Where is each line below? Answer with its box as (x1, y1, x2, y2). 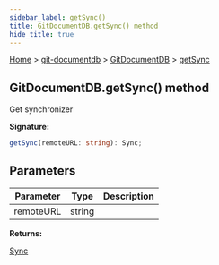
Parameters (9, 163, 76, 179)
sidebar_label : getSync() (9, 13, 106, 22)
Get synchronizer (9, 104, 74, 115)
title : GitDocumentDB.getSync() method (9, 21, 159, 30)
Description (102, 190, 154, 202)
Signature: (9, 122, 49, 132)
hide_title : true (9, 30, 74, 38)
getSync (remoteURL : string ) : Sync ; (9, 139, 143, 148)
